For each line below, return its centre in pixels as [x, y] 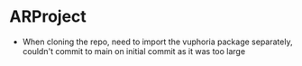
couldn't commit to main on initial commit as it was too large [134, 51]
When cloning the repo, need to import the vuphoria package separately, [157, 42]
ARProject [48, 17]
